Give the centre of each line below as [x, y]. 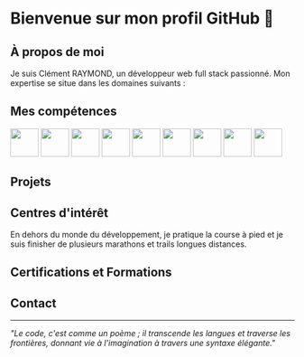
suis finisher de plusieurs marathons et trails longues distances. [129, 244]
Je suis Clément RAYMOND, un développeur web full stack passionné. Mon [150, 73]
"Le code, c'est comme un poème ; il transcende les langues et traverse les [151, 334]
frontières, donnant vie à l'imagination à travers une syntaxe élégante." [143, 343]
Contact [33, 303]
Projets [31, 182]
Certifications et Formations [91, 272]
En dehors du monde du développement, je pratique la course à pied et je [147, 235]
